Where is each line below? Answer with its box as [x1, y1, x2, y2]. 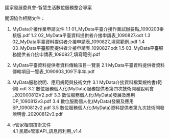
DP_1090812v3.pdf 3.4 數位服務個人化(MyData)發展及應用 [12, 98, 134, 104]
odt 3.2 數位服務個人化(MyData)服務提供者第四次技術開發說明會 [19, 86, 154, 91]
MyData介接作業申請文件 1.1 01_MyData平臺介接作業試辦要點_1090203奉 [12, 26, 164, 32]
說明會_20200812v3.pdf [12, 111, 63, 117]
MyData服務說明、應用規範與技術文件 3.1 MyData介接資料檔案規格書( [12, 79, 158, 85]
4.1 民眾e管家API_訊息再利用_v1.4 [12, 128, 82, 134]
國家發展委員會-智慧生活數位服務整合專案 [5, 5, 92, 10]
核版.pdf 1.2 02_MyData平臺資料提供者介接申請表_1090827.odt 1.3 [12, 32, 151, 38]
